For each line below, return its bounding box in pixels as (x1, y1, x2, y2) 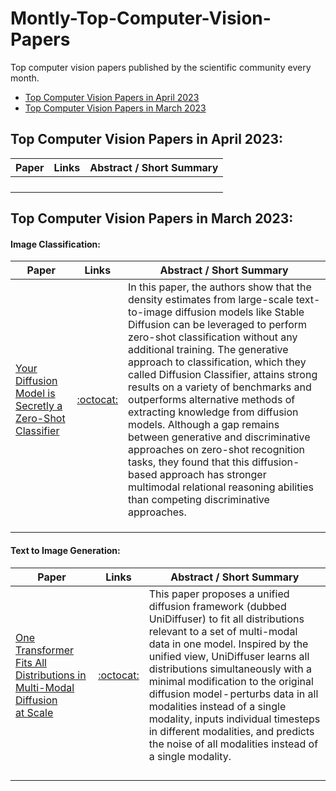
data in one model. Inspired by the (148, 637, 309, 651)
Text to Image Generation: (10, 544, 121, 556)
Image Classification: (10, 238, 101, 250)
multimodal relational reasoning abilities (128, 480, 315, 494)
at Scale (15, 705, 54, 719)
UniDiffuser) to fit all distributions (148, 612, 305, 626)
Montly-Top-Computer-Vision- (10, 7, 272, 30)
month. (10, 72, 40, 84)
